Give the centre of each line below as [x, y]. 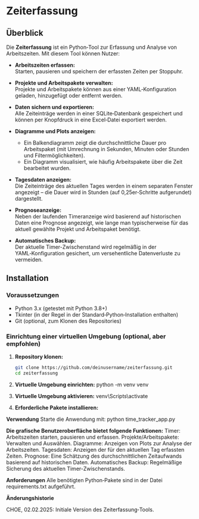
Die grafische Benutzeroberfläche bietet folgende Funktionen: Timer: [93, 430]
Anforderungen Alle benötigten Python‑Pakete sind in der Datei [84, 480]
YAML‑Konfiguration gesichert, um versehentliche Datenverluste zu [97, 253]
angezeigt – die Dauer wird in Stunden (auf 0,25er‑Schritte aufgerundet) [103, 192]
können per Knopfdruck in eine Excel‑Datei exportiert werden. [91, 120]
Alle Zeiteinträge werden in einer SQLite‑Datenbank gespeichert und [99, 113]
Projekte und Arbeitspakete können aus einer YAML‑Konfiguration [96, 89]
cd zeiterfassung [36, 373]
